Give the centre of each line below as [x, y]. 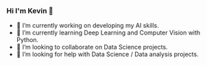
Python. [27, 40]
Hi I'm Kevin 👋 [30, 11]
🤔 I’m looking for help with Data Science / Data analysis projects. [108, 54]
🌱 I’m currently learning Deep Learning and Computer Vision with [108, 32]
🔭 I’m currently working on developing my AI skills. [87, 26]
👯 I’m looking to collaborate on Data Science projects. [92, 47]
